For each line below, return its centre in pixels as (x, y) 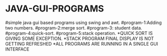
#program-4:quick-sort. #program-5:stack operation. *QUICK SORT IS (79, 33)
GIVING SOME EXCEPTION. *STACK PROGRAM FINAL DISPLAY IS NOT (80, 38)
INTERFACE (17, 49)
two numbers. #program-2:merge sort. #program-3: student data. (74, 27)
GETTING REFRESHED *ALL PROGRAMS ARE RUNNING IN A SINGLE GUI (82, 43)
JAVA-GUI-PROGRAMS (55, 9)
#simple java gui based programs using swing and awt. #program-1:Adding (83, 22)
